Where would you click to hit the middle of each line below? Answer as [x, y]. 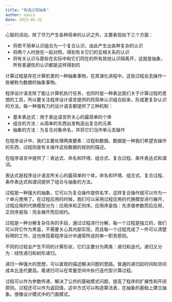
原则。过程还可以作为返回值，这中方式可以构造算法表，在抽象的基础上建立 [84, 288]
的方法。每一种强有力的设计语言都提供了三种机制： [59, 106]
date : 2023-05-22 [24, 20]
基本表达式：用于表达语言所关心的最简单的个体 [62, 117]
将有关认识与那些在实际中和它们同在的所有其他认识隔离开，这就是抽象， [89, 59]
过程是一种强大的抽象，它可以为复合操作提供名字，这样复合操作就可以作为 [84, 193]
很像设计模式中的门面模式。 [43, 294]
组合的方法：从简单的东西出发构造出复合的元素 [62, 123]
